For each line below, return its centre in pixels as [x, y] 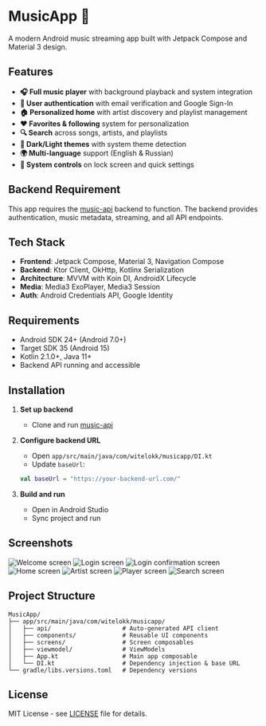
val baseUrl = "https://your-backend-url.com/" [100, 479]
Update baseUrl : [58, 464]
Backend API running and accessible [80, 365]
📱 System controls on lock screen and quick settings [107, 164]
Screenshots [41, 543]
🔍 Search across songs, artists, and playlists [94, 132]
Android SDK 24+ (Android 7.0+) [73, 340]
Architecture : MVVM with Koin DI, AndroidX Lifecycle [108, 278]
